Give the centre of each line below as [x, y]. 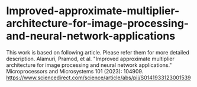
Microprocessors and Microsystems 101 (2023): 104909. [75, 71]
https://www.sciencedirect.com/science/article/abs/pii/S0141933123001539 [98, 78]
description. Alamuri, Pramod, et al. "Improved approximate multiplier [90, 59]
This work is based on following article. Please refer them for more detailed [98, 52]
